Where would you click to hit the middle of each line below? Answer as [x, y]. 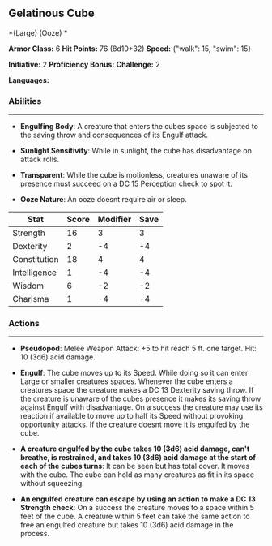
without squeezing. [52, 484]
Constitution [36, 260]
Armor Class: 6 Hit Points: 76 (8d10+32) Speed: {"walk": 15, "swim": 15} [130, 49]
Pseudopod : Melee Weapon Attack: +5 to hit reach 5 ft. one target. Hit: [138, 349]
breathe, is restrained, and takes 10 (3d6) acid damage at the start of [138, 458]
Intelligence [34, 273]
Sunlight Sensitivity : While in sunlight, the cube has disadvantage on [136, 151]
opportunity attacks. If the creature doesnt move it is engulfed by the [135, 424]
